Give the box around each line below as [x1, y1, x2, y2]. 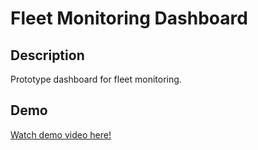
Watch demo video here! [10, 128, 112, 141]
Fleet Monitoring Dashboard [10, 7, 248, 30]
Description [10, 47, 85, 64]
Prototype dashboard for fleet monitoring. [10, 73, 182, 85]
